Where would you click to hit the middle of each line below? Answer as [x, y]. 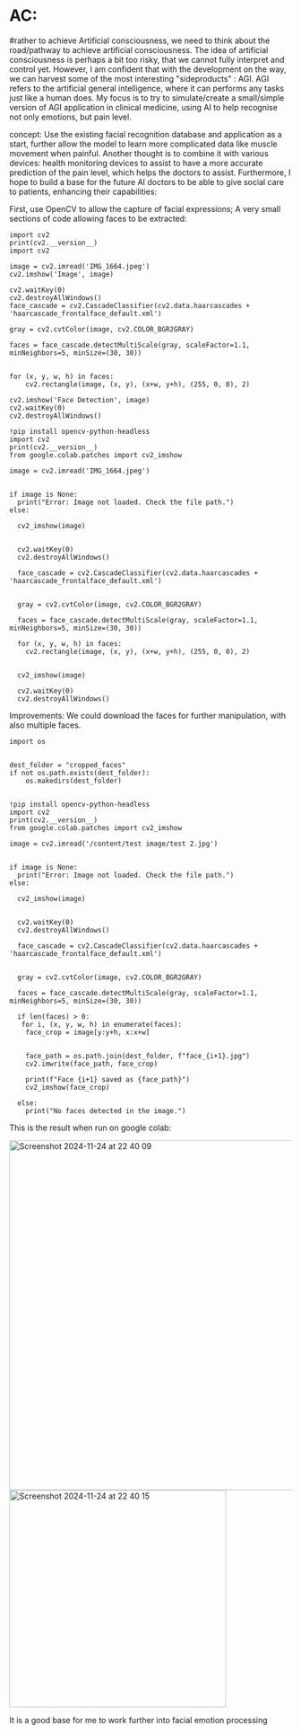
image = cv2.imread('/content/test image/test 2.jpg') [114, 844]
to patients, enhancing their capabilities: [83, 191]
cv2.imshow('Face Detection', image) [80, 400]
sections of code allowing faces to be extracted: [98, 218]
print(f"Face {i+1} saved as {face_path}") [108, 1079]
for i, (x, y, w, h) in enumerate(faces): [101, 1024]
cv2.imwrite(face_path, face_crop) [92, 1064]
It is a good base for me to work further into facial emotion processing [138, 1720]
